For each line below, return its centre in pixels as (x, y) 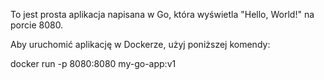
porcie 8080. (37, 25)
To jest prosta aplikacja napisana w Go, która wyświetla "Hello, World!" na (162, 14)
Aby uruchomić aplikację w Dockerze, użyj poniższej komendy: (140, 44)
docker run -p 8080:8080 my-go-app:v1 (93, 63)
